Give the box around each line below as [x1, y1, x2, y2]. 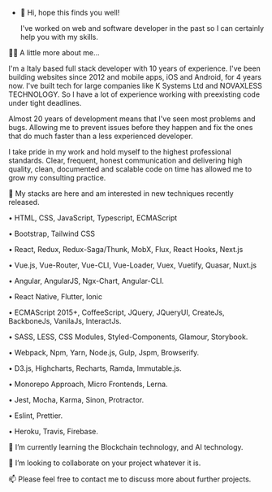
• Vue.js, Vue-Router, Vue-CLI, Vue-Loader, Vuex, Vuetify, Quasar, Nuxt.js [8, 260, 257, 270]
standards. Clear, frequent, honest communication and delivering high [8, 155, 243, 165]
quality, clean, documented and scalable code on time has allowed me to [8, 164, 253, 174]
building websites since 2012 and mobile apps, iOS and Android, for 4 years [8, 72, 262, 81]
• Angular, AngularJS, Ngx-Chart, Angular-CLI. [8, 276, 165, 285]
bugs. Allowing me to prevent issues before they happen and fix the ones [8, 123, 253, 132]
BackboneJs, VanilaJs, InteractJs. [8, 316, 122, 325]
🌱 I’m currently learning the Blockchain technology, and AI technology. [8, 442, 244, 451]
